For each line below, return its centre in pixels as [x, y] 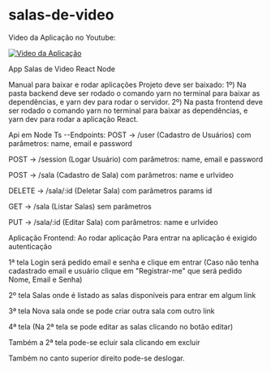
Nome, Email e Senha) [45, 279]
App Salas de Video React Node [62, 69]
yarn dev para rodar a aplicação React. [73, 119]
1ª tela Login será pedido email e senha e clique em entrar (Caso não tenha [134, 262]
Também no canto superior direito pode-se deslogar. [97, 358]
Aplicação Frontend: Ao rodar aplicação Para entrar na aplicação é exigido [133, 238]
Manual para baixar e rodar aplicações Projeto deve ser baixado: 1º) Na [127, 84]
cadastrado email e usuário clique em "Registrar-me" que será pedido [125, 270]
